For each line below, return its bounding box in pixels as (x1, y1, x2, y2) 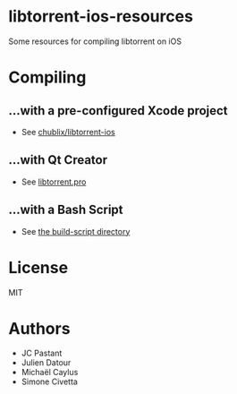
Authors (8, 318, 71, 338)
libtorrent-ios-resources (8, 6, 194, 27)
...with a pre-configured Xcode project (8, 103, 229, 118)
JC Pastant (21, 347, 63, 359)
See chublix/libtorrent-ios (21, 126, 115, 137)
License (8, 257, 69, 278)
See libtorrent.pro (21, 176, 87, 187)
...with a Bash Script (8, 202, 123, 218)
